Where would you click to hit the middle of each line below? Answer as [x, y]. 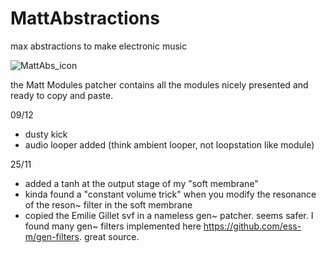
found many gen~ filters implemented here [113, 226]
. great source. [109, 236]
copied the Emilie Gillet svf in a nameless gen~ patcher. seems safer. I [169, 215]
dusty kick [46, 134]
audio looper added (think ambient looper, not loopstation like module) [169, 144]
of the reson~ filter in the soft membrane [108, 204]
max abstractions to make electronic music [99, 46]
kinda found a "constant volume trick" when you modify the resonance [170, 194]
